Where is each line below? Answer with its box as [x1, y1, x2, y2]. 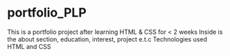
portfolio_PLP [7, 5, 87, 21]
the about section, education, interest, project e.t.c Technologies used [7, 35, 208, 43]
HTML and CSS [7, 42, 51, 50]
